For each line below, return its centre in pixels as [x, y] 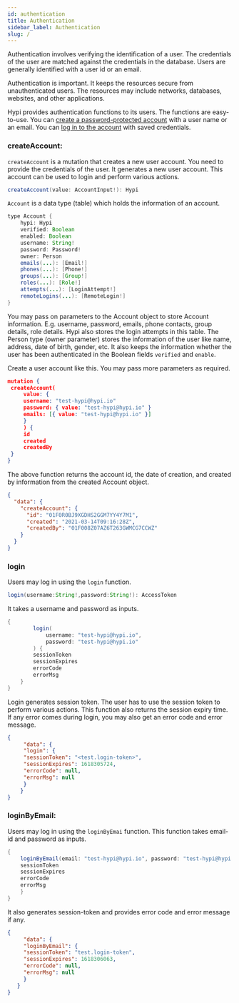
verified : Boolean [47, 230]
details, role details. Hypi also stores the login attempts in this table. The [113, 331]
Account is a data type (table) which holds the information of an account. [113, 203]
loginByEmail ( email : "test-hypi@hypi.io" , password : [100, 858]
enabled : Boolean [46, 236]
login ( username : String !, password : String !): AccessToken [92, 595]
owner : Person [41, 256]
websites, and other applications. [56, 99]
